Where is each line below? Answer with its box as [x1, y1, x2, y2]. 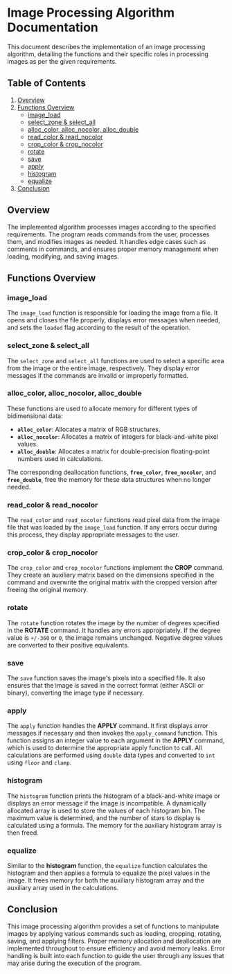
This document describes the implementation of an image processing [7, 42, 206, 51]
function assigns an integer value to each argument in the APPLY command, [7, 736, 225, 745]
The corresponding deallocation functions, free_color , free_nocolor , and [7, 468, 217, 476]
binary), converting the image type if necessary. [7, 688, 145, 697]
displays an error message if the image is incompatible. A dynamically [7, 799, 207, 807]
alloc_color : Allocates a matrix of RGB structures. [17, 425, 161, 433]
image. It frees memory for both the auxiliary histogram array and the [7, 876, 204, 885]
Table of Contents [7, 78, 87, 89]
